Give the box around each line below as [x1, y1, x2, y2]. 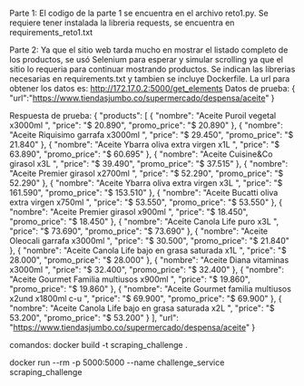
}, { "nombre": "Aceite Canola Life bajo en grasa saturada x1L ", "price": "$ [9, 245, 288, 256]
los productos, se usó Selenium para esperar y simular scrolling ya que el [9, 54, 284, 64]
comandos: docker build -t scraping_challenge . [9, 340, 188, 350]
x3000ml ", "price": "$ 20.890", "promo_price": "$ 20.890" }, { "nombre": [9, 120, 283, 130]
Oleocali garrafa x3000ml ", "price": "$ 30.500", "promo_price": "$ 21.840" [9, 236, 290, 246]
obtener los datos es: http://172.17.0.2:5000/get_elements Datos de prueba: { [9, 83, 296, 93]
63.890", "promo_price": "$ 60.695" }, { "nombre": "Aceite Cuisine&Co [9, 149, 273, 159]
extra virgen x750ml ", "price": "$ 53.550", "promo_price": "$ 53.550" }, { [9, 197, 283, 207]
